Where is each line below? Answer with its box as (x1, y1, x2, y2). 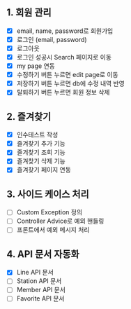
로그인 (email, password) (16, 35, 88, 43)
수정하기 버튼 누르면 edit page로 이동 (16, 71, 119, 79)
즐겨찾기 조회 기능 (16, 148, 65, 156)
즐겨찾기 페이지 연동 (16, 165, 71, 174)
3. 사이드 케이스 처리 (6, 188, 89, 200)
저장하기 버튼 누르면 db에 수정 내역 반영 (16, 79, 125, 88)
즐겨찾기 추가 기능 (16, 139, 65, 148)
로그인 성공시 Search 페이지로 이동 (16, 53, 112, 61)
